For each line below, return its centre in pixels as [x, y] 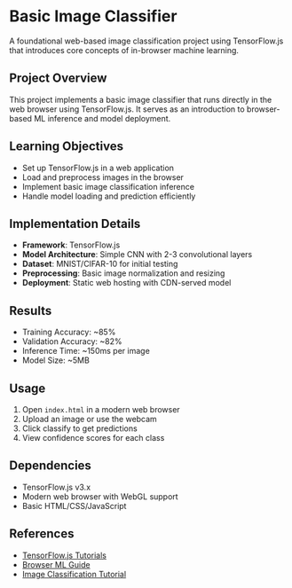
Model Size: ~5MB [56, 360]
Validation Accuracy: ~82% [72, 341]
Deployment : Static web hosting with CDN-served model [126, 283]
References [42, 534]
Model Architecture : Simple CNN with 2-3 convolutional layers [137, 255]
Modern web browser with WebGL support [100, 496]
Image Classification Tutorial [74, 574]
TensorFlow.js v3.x [56, 487]
